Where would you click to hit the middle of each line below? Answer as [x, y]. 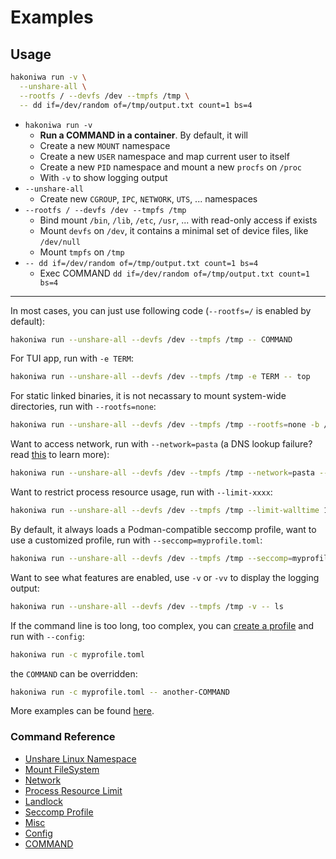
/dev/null [60, 242]
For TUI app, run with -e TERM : [72, 358]
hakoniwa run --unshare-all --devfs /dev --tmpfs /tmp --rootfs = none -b [165, 425]
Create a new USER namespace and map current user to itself [164, 156]
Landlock [43, 801]
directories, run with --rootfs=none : [83, 407]
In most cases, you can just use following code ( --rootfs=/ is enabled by [161, 310]
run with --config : [47, 636]
